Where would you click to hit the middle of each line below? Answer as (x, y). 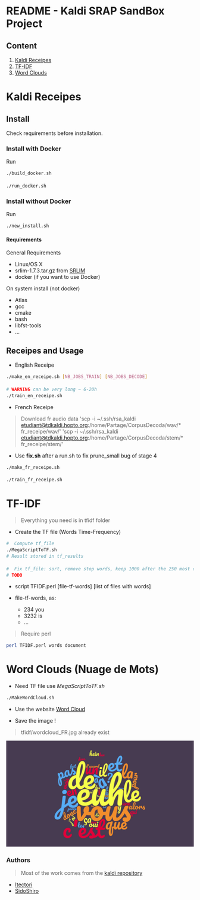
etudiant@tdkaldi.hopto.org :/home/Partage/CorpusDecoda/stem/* (102, 438)
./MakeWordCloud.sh (30, 698)
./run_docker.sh (26, 186)
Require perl (36, 634)
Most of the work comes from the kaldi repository (82, 873)
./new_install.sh (28, 226)
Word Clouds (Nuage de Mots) (82, 669)
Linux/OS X (29, 265)
